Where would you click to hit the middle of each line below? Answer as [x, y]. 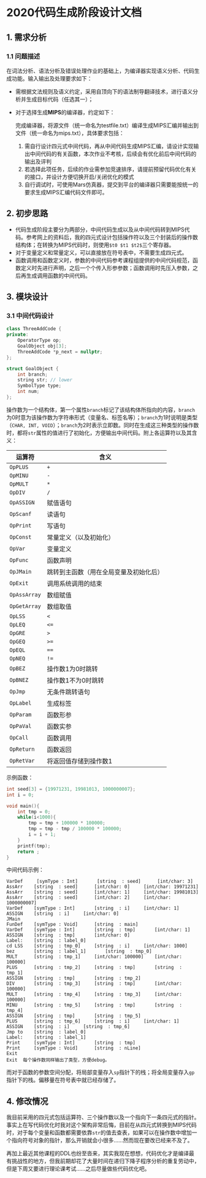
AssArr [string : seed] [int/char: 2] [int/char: [89, 898]
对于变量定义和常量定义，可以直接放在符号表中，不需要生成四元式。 [101, 252]
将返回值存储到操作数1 [80, 761]
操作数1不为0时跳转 [75, 680]
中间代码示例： [25, 870]
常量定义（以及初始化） [81, 537]
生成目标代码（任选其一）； [60, 99]
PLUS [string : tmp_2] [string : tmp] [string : [94, 968]
